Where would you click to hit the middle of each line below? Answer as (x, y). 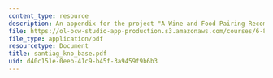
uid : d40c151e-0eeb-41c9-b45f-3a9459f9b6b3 (83, 62)
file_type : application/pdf (56, 39)
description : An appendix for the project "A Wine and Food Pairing (127, 24)
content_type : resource (49, 16)
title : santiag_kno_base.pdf (58, 54)
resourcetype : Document (49, 46)
